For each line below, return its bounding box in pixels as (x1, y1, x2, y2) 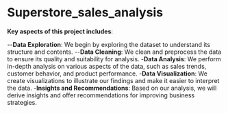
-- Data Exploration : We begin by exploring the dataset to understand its (7, 40, 211, 48)
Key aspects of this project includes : (7, 27, 114, 35)
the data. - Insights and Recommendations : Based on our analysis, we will (7, 84, 217, 92)
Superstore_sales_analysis (7, 5, 163, 20)
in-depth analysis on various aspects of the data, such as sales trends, (7, 62, 207, 70)
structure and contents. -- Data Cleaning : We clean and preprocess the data (7, 48, 222, 56)
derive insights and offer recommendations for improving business (7, 91, 195, 99)
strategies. (7, 98, 38, 106)
